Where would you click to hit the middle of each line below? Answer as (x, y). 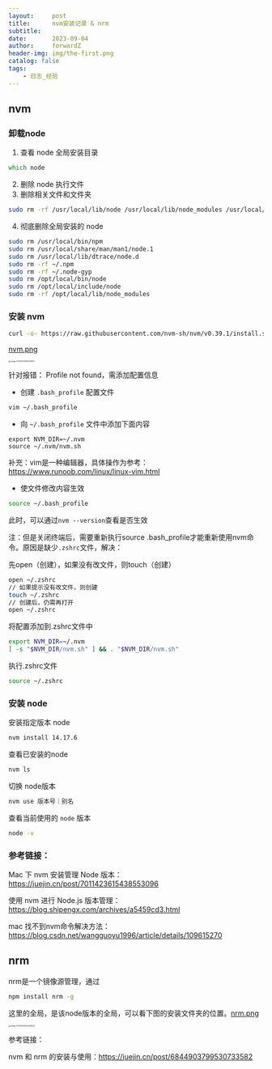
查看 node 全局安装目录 (59, 153)
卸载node (27, 133)
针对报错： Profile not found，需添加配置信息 (83, 375)
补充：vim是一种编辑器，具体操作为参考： (78, 463)
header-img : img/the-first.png (61, 53)
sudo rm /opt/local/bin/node (57, 279)
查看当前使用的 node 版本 (50, 817)
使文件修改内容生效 (52, 488)
